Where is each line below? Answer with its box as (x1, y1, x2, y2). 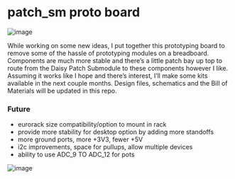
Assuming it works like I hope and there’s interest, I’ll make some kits (7, 71, 208, 80)
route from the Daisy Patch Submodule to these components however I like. (7, 64, 229, 72)
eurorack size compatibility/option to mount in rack (17, 120, 167, 129)
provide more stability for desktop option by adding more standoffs (17, 128, 214, 137)
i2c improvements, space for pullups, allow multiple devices (17, 143, 193, 151)
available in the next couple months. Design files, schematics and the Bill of (7, 79, 229, 87)
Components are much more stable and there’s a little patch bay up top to (7, 56, 222, 64)
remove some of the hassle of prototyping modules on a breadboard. (7, 49, 209, 57)
